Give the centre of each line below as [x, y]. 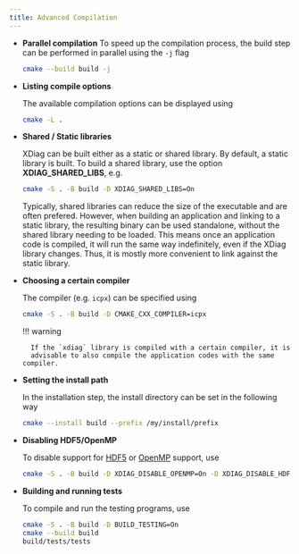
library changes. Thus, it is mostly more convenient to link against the [150, 254]
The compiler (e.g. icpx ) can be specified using [109, 298]
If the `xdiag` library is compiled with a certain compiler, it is [161, 348]
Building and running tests [72, 491]
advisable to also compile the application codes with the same [153, 356]
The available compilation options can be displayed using [128, 103]
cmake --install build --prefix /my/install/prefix [120, 424]
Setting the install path [65, 380]
